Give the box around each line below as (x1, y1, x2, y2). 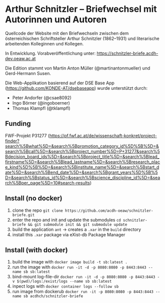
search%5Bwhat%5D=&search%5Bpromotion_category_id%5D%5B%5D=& (5, 143, 159, 149)
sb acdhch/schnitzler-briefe (23, 294, 83, 299)
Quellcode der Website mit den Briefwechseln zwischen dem (5, 30, 129, 36)
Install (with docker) (5, 246, 68, 254)
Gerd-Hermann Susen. (5, 70, 51, 76)
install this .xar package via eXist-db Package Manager (12, 231, 126, 237)
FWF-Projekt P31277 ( (5, 132, 50, 139)
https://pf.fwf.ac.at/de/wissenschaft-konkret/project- (49, 132, 157, 139)
